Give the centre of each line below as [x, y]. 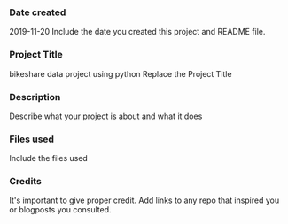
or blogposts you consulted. [61, 210]
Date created [38, 12]
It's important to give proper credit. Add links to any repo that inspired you [144, 200]
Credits [25, 182]
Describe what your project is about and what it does [106, 116]
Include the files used [49, 158]
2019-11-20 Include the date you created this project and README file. [137, 32]
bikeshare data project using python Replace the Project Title [121, 73]
